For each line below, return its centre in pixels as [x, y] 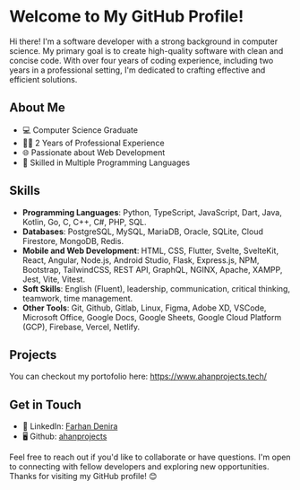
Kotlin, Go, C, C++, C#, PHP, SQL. [84, 222]
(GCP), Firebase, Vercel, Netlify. [81, 327]
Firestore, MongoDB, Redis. [73, 241]
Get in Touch [46, 404]
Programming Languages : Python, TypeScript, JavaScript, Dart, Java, [152, 212]
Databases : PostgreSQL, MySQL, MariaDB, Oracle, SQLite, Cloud [143, 232]
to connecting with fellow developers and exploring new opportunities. [140, 467]
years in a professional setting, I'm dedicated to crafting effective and [137, 70]
